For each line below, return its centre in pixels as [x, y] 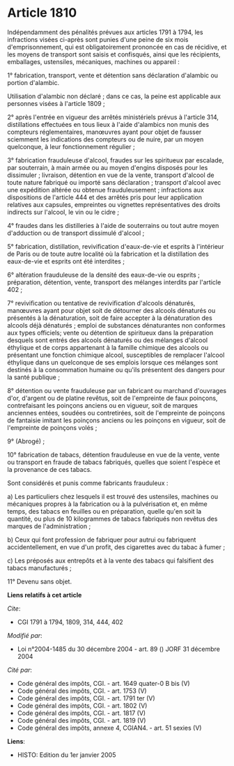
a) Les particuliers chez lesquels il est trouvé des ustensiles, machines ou [113, 496]
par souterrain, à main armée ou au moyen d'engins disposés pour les [108, 167]
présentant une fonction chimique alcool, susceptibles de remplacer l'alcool [116, 355]
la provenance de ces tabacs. [49, 469]
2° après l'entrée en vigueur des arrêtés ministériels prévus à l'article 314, [113, 117]
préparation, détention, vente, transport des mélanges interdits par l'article [114, 282]
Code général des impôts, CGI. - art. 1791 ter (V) [86, 698]
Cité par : [20, 670]
